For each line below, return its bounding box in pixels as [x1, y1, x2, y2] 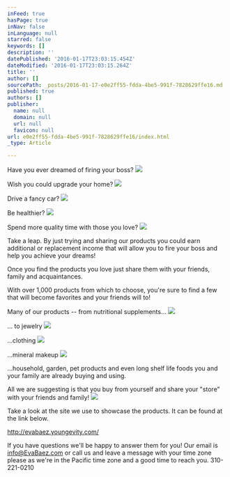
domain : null [13, 114, 52, 120]
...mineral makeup [7, 351, 59, 359]
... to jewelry [7, 322, 43, 331]
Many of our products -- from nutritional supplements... [7, 308, 167, 316]
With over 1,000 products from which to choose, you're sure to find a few [7, 286, 217, 295]
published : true [7, 88, 54, 95]
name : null [13, 107, 45, 114]
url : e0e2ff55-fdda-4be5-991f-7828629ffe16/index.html [7, 133, 170, 140]
